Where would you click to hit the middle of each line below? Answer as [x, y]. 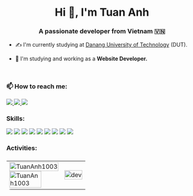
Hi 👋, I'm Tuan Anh [102, 12]
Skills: [16, 119]
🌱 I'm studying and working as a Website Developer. [81, 59]
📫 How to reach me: [37, 87]
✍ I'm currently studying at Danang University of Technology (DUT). [101, 45]
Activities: [22, 148]
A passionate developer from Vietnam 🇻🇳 [102, 31]
